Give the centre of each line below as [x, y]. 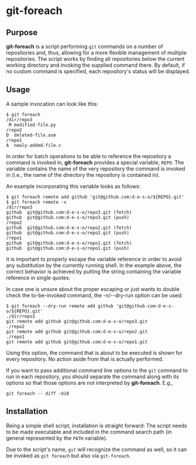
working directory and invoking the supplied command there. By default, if [96, 65]
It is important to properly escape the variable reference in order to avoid [94, 259]
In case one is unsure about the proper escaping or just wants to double [93, 289]
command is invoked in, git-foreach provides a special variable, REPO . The [95, 162]
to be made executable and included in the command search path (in [89, 432]
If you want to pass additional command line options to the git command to [97, 370]
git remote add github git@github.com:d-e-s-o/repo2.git [77, 331]
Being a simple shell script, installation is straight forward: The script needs [97, 425]
